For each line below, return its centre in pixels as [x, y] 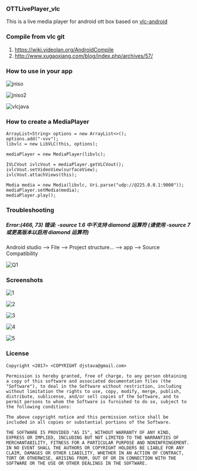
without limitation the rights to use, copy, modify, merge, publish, [94, 391]
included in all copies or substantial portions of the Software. [89, 422]
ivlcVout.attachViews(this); [42, 175]
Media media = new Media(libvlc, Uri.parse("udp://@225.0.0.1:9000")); [95, 185]
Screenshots [25, 280]
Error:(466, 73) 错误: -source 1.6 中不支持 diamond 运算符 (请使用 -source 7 [98, 225]
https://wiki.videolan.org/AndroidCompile [64, 49]
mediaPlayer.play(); [31, 195]
